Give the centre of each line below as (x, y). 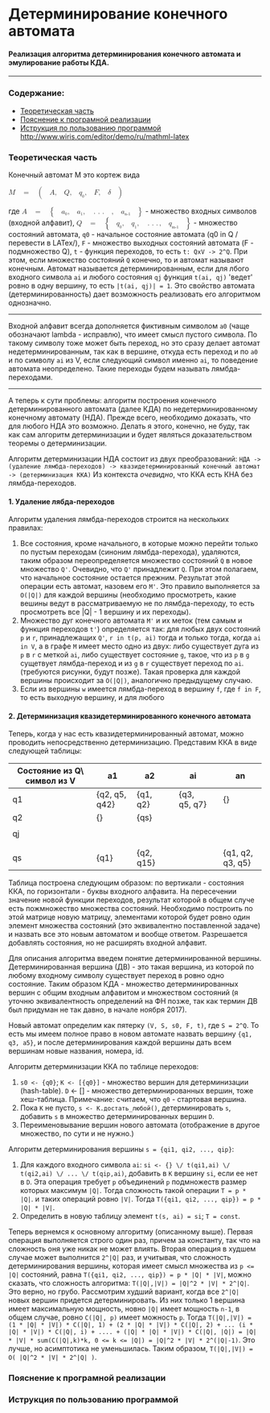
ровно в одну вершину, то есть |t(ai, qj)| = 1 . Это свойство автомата (132, 285)
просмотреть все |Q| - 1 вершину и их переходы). (105, 612)
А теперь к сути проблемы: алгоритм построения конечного (112, 400)
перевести (27, 242)
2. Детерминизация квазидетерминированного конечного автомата (130, 716)
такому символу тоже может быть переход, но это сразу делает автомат (134, 342)
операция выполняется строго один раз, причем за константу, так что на (135, 1241)
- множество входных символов (201, 211)
